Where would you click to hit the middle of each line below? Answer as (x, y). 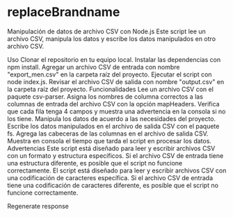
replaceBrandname (64, 12)
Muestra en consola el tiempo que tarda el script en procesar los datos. (110, 140)
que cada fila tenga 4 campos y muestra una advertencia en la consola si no (116, 111)
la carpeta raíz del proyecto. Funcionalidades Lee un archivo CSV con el (111, 89)
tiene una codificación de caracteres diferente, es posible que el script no (113, 185)
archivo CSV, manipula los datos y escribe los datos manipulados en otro (112, 38)
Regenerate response (38, 206)
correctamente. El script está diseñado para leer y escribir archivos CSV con (117, 170)
